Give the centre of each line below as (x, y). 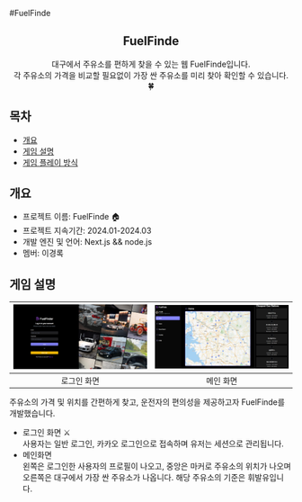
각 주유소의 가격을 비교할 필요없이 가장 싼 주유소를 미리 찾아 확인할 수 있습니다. (151, 75)
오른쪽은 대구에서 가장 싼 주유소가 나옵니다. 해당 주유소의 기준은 (133, 478)
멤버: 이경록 (43, 253)
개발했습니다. (32, 414)
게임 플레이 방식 (50, 162)
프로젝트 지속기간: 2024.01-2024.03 (87, 231)
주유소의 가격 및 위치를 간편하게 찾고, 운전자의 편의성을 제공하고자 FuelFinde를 (147, 402)
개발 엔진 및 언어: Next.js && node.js (87, 242)
